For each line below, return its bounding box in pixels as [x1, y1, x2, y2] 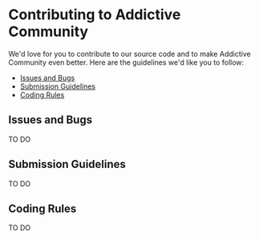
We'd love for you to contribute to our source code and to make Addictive [8, 49, 251, 58]
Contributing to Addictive [8, 6, 181, 24]
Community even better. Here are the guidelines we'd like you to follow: [8, 58, 245, 67]
